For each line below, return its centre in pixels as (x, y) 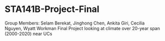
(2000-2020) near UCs (28, 33)
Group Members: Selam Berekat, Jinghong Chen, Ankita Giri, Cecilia (75, 23)
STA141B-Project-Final (52, 9)
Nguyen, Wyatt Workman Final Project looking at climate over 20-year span (82, 28)
